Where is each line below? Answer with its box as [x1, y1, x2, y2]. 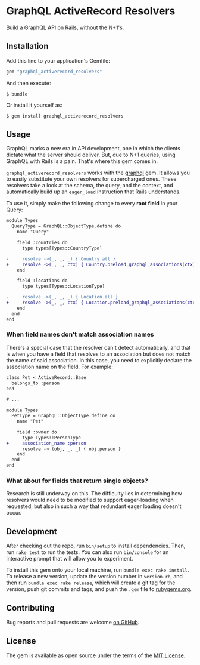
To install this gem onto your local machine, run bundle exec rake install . [6, 567, 189, 574]
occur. [6, 509, 22, 516]
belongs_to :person [11, 380, 60, 386]
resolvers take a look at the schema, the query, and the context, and [6, 182, 174, 189]
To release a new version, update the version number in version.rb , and [6, 573, 183, 580]
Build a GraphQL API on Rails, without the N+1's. [6, 24, 124, 31]
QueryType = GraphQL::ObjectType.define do [11, 223, 121, 229]
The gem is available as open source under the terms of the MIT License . [6, 652, 186, 659]
